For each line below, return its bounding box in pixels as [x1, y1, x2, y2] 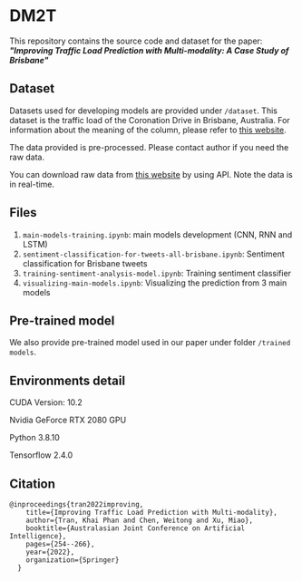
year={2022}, [25, 547, 75, 557]
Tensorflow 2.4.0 [9, 450, 73, 460]
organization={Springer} [25, 556, 120, 565]
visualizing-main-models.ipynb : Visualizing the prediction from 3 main [22, 277, 287, 288]
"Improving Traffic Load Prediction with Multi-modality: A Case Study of [9, 44, 289, 55]
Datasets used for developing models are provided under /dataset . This [9, 105, 278, 116]
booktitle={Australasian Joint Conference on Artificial [25, 524, 246, 533]
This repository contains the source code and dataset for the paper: [9, 35, 263, 46]
